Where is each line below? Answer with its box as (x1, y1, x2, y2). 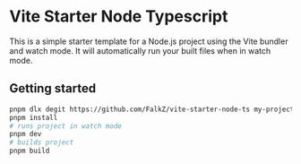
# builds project (9, 138, 74, 147)
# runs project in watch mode (9, 121, 123, 131)
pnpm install (9, 113, 58, 122)
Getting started (9, 81, 97, 96)
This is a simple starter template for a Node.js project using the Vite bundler (9, 36, 288, 47)
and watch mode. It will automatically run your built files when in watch (9, 45, 271, 56)
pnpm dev (9, 130, 42, 139)
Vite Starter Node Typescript (9, 6, 228, 27)
